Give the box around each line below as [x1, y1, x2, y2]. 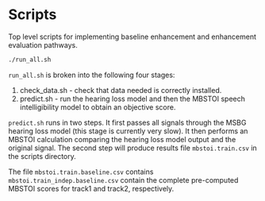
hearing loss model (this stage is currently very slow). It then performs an [8, 126, 248, 136]
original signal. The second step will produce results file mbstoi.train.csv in [8, 143, 258, 153]
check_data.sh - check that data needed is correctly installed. [19, 85, 222, 95]
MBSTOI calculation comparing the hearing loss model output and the [8, 134, 236, 144]
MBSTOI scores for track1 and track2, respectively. [8, 184, 175, 193]
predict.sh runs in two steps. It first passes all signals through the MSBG [8, 118, 247, 127]
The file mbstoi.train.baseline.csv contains [8, 167, 154, 176]
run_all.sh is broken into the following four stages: [8, 70, 175, 79]
